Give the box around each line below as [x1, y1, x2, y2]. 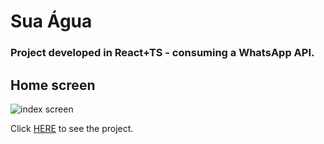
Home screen [10, 76, 96, 94]
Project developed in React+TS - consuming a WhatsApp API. [10, 46, 315, 60]
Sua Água [10, 10, 93, 33]
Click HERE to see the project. [10, 122, 134, 134]
